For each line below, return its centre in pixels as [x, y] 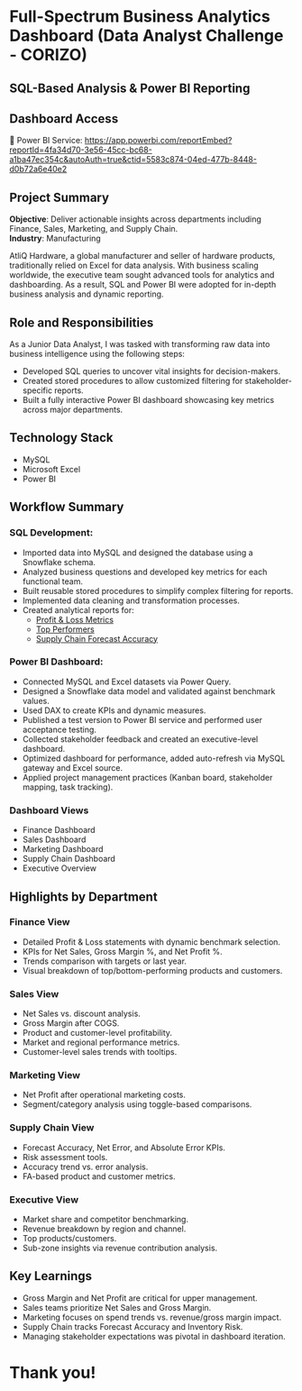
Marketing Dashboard [63, 849]
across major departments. [73, 410]
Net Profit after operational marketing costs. [104, 1095]
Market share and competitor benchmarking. [105, 1219]
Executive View [44, 1199]
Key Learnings [51, 1276]
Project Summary [59, 197]
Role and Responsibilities [82, 322]
